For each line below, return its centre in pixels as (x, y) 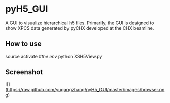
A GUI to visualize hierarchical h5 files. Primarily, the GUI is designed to (80, 23)
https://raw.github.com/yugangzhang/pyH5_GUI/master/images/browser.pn (86, 89)
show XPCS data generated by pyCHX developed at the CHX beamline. (80, 28)
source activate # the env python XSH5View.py (54, 56)
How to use (23, 44)
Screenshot (24, 72)
